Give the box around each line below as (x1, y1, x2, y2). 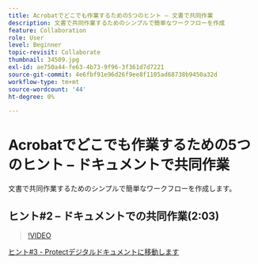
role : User (8, 33, 44, 42)
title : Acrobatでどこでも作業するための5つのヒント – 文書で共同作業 (8, 11, 214, 20)
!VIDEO (27, 231, 51, 240)
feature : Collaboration (8, 26, 87, 34)
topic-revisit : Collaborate (8, 48, 101, 56)
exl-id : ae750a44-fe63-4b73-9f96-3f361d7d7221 (8, 63, 165, 71)
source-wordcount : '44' (8, 85, 87, 94)
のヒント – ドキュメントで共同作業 (8, 156, 230, 174)
